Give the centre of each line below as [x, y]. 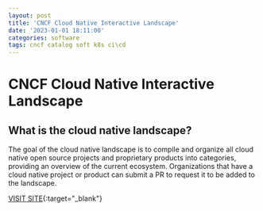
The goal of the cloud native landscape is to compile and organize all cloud [131, 150]
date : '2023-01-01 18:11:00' [56, 30]
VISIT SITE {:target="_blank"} [56, 198]
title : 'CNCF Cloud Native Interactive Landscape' [94, 23]
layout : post [30, 15]
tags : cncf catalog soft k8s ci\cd [67, 45]
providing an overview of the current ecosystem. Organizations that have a [131, 167]
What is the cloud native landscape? [100, 130]
